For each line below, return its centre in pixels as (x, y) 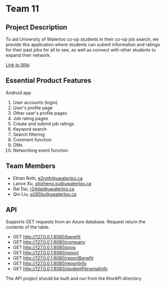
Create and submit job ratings (43, 124)
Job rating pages (30, 118)
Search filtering (29, 134)
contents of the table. (28, 227)
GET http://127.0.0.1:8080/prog (44, 247)
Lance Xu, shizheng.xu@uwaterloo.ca (52, 183)
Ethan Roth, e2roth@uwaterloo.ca (48, 178)
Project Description (36, 27)
